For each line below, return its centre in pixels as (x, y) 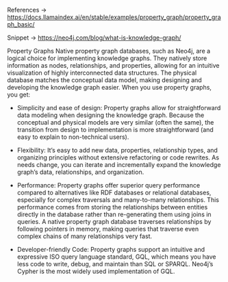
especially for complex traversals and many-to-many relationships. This (118, 200)
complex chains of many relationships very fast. (85, 236)
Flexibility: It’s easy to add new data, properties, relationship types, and (117, 150)
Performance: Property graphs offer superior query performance (109, 185)
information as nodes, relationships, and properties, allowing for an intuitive (113, 65)
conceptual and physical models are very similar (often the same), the (115, 122)
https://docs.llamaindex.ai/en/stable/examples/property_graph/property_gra (114, 17)
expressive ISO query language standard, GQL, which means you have (117, 257)
